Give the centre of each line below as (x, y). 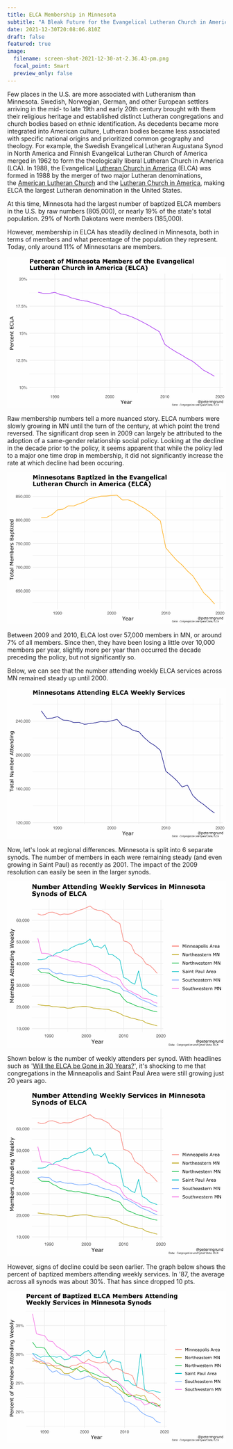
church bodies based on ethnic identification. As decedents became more (113, 123)
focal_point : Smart (42, 66)
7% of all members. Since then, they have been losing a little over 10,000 (111, 642)
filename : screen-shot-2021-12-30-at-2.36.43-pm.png (91, 59)
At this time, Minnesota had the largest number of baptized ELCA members (114, 203)
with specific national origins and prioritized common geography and (106, 138)
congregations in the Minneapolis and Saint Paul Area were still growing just (115, 1073)
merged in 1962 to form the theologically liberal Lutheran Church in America (115, 161)
